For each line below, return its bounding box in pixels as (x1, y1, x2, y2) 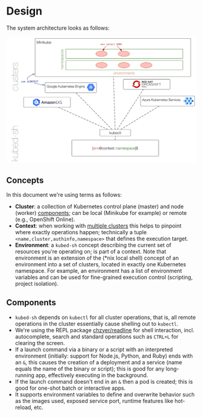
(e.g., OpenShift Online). (14, 215, 75, 223)
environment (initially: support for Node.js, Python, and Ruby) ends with (14, 352, 193, 360)
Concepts (6, 175, 44, 185)
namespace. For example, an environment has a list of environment (14, 267, 182, 274)
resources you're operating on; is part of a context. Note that (14, 248, 166, 255)
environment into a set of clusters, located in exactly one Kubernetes (14, 260, 186, 268)
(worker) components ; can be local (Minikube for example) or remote (14, 209, 187, 216)
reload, (14, 404, 33, 411)
